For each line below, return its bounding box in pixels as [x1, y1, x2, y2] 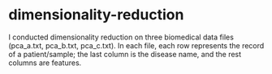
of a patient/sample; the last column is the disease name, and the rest [8, 49, 242, 59]
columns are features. [8, 58, 82, 68]
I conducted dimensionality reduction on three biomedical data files [8, 32, 234, 42]
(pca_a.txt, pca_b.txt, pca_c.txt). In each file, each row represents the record [8, 40, 265, 50]
